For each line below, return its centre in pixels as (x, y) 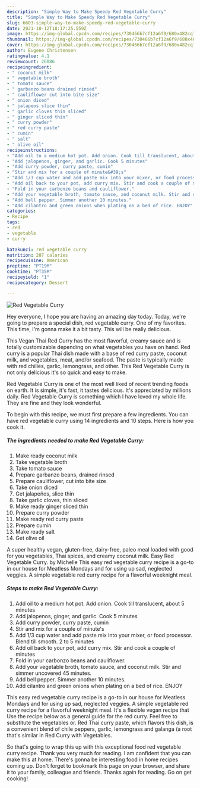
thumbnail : (20, 39)
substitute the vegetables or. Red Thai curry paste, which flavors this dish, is (100, 722)
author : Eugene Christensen (42, 51)
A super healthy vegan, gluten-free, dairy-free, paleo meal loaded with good (100, 549)
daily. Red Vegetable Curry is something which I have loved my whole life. (97, 396)
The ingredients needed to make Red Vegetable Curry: (75, 441)
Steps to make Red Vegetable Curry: (53, 588)
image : (15, 34)
